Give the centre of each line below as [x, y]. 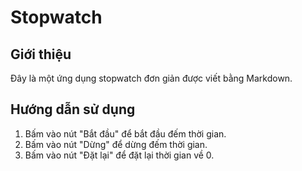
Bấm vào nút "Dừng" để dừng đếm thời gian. [116, 144]
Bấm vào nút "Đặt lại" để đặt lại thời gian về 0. [119, 155]
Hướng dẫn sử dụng [73, 109]
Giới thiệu [41, 54]
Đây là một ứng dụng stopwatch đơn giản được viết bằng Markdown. [151, 78]
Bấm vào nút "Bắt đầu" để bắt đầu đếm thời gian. [125, 133]
